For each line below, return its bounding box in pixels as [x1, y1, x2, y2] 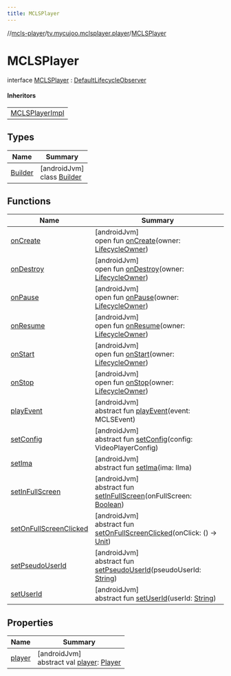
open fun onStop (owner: [95, 378, 174, 387]
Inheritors [7, 91, 36, 100]
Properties [7, 617, 54, 629]
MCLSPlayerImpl [10, 108, 65, 118]
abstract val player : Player [37, 657, 122, 667]
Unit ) [95, 537, 111, 547]
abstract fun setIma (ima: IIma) [95, 463, 192, 472]
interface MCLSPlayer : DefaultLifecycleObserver [7, 76, 146, 84]
